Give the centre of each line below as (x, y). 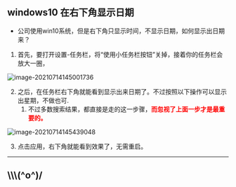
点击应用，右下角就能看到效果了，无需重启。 (82, 146)
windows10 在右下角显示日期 (71, 13)
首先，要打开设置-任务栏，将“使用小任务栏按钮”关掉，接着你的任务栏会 (120, 54)
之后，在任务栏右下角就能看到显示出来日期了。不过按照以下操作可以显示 (122, 91)
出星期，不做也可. (43, 100)
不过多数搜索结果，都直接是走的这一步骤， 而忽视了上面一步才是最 (123, 109)
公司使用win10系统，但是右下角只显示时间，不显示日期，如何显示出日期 (121, 31)
